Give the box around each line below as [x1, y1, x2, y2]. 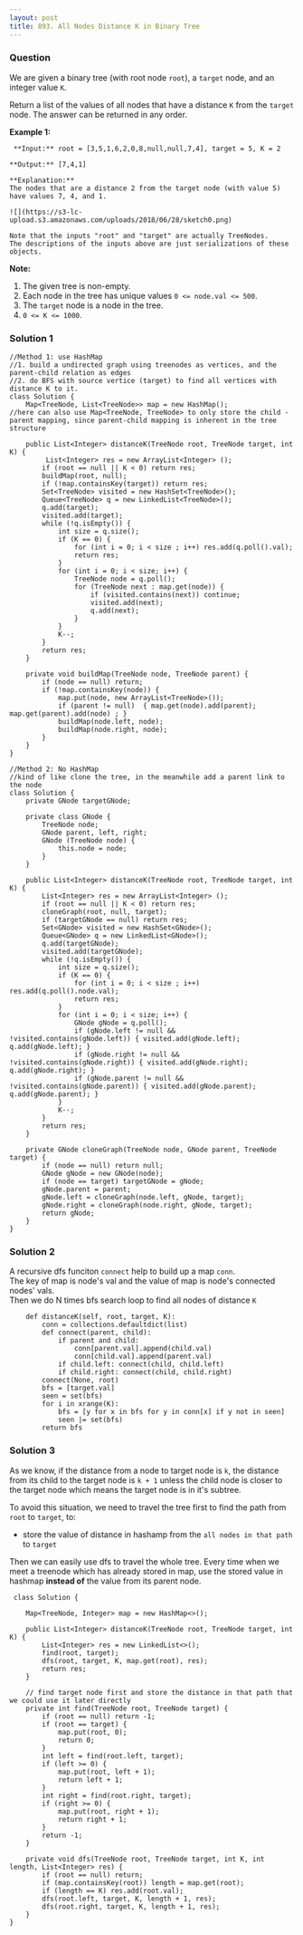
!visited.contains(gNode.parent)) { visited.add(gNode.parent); [9, 1082, 257, 1092]
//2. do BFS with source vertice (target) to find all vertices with [9, 377, 278, 386]
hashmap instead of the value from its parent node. [9, 1575, 202, 1586]
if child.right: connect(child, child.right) [57, 1368, 232, 1377]
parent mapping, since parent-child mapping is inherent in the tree [9, 416, 278, 426]
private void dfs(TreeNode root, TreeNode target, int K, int [25, 1854, 265, 1863]
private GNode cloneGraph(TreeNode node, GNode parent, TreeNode [25, 1145, 278, 1155]
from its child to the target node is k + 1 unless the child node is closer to [9, 1474, 283, 1486]
